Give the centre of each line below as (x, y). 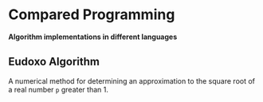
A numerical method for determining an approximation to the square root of (132, 80)
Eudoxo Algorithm (54, 62)
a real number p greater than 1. (59, 89)
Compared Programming (92, 15)
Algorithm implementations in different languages (93, 37)
